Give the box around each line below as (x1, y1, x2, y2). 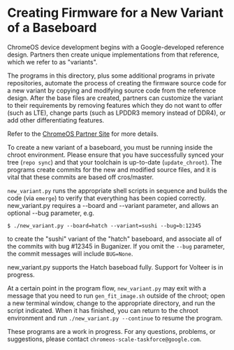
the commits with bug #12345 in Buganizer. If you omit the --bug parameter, (7, 241, 225, 250)
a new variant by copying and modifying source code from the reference (7, 86, 217, 94)
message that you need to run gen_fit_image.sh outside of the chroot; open (7, 291, 226, 300)
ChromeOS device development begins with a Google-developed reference (7, 43, 225, 51)
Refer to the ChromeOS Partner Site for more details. (7, 129, 159, 138)
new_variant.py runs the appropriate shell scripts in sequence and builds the (7, 186, 228, 195)
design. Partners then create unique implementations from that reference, (7, 50, 219, 59)
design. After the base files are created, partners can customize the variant (7, 93, 224, 102)
